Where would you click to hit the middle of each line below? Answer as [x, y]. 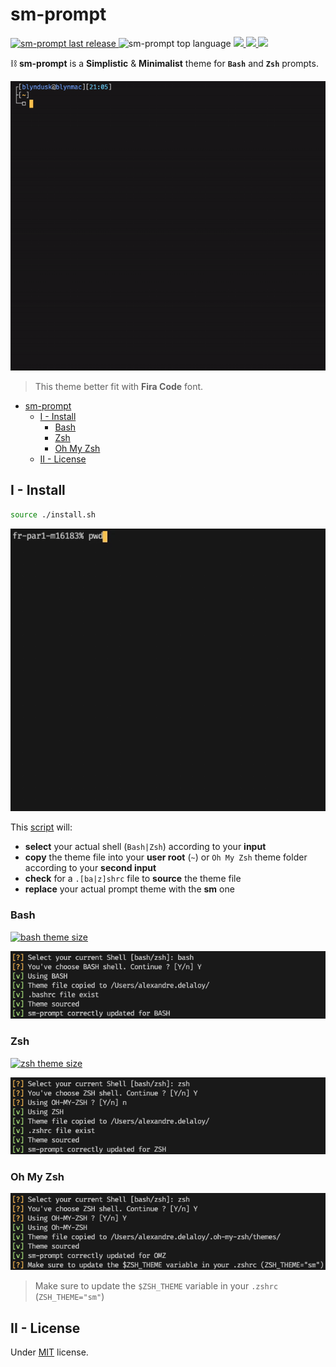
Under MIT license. [49, 1352]
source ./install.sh [53, 514]
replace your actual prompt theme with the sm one [129, 889]
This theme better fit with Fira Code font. [119, 386]
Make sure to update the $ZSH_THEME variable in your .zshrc [156, 1286]
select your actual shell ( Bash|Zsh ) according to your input [145, 847]
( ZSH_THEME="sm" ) [69, 1297]
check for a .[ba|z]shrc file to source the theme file [133, 879]
